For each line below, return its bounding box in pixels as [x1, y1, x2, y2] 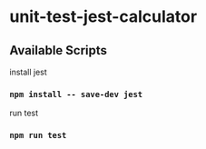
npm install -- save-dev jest [9, 89, 143, 99]
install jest [9, 66, 47, 77]
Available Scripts [9, 43, 107, 58]
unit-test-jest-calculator [9, 6, 198, 27]
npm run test [9, 130, 67, 141]
